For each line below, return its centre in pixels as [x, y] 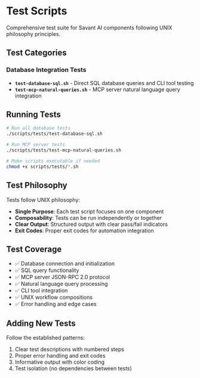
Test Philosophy [37, 185]
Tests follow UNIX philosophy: [43, 199]
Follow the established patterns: [46, 338]
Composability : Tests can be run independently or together [88, 217]
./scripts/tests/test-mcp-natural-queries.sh [64, 150]
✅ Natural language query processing [61, 284]
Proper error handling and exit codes [60, 356]
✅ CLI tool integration [41, 291]
